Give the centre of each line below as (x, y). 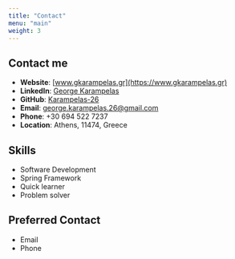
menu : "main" (30, 23)
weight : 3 (25, 30)
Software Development (58, 170)
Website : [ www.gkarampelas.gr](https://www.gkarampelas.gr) (124, 83)
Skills (22, 150)
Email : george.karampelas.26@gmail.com (89, 108)
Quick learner (43, 186)
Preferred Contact (55, 220)
